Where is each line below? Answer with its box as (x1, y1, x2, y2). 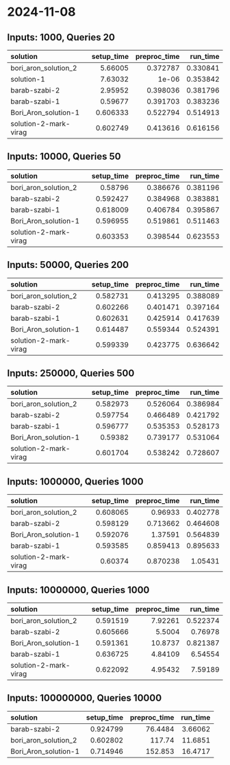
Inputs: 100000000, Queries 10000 (7, 692, 162, 704)
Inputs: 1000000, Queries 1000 (7, 476, 144, 487)
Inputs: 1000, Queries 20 (7, 32, 115, 43)
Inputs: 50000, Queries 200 (7, 259, 129, 271)
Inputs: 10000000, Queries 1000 (7, 584, 150, 596)
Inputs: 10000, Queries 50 (7, 151, 121, 162)
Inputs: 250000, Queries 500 (7, 367, 135, 379)
